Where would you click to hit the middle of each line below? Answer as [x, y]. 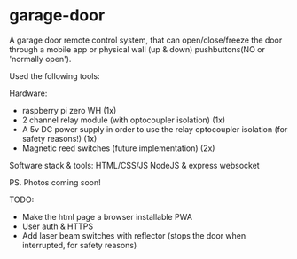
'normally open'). [40, 59]
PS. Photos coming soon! [55, 182]
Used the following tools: [55, 75]
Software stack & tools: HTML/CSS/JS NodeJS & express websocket [134, 165]
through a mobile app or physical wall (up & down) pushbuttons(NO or [137, 49]
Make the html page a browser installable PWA [107, 216]
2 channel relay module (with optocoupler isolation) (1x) [124, 120]
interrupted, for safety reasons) [79, 245]
